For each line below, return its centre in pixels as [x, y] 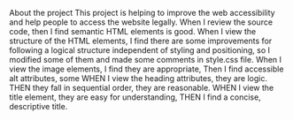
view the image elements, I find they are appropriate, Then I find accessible [146, 69]
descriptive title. [39, 106]
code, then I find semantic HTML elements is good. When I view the [133, 31]
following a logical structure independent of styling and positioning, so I [140, 50]
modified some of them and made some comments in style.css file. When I [145, 60]
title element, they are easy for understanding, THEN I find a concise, [135, 97]
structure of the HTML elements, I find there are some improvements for [141, 41]
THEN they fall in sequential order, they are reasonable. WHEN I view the [142, 88]
